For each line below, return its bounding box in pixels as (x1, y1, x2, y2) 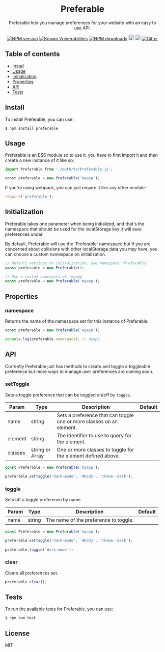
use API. (74, 25, 91, 30)
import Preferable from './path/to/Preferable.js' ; (5, 167, 113, 172)
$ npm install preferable (5, 126, 58, 131)
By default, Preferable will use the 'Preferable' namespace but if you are (5, 241, 151, 247)
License (5, 629, 30, 637)
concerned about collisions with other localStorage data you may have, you (5, 246, 158, 252)
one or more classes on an (56, 418, 118, 425)
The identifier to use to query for (56, 432, 132, 439)
